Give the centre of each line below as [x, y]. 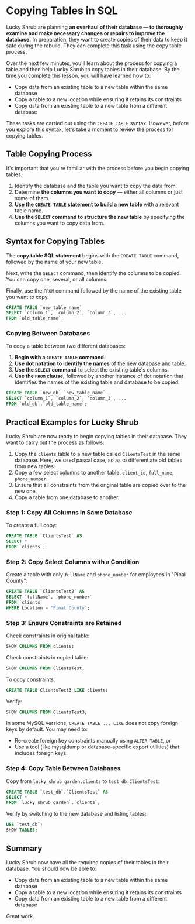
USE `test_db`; [25, 825]
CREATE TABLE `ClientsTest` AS [44, 536]
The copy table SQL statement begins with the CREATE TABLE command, [93, 255]
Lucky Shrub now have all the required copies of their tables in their [88, 862]
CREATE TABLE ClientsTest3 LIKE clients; [57, 690]
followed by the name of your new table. [55, 262]
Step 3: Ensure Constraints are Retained [64, 623]
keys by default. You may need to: [47, 729]
